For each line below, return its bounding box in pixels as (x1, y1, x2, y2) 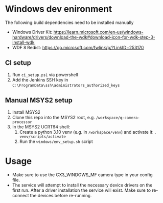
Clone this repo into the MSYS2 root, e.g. (12, 114, 95, 120)
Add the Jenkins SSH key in (12, 77, 69, 82)
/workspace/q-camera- (95, 115, 140, 120)
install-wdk (12, 39, 35, 45)
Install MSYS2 (12, 109, 41, 115)
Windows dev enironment (5, 3, 112, 15)
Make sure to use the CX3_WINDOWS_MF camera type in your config (12, 172, 153, 178)
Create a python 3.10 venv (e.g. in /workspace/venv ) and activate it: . (19, 129, 157, 135)
